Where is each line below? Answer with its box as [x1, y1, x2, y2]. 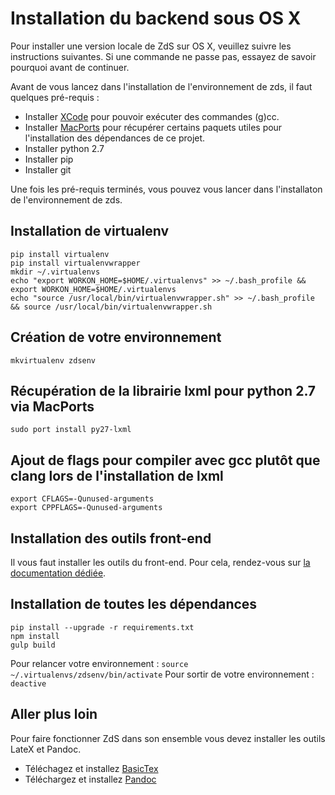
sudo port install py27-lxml [10, 425, 132, 435]
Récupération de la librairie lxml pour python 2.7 [10, 382, 317, 399]
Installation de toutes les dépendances [10, 596, 258, 613]
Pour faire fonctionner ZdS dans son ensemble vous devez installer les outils [10, 732, 326, 744]
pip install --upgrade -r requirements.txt [10, 622, 195, 632]
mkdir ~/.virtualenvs [10, 267, 101, 277]
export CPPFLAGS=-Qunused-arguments [10, 503, 163, 513]
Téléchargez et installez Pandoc [24, 773, 157, 785]
